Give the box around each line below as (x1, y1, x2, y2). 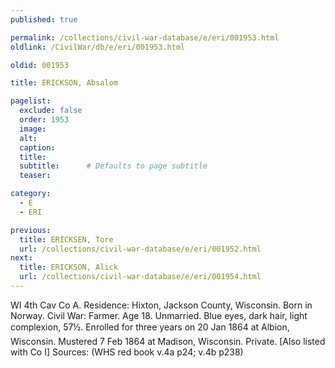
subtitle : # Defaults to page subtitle (19, 161, 208, 171)
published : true (10, 14, 78, 25)
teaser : (19, 171, 52, 181)
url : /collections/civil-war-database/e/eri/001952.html (19, 244, 262, 254)
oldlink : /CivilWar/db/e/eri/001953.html (10, 42, 186, 52)
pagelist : (10, 96, 52, 106)
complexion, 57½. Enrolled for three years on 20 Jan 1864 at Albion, (10, 321, 290, 333)
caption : (19, 142, 56, 153)
